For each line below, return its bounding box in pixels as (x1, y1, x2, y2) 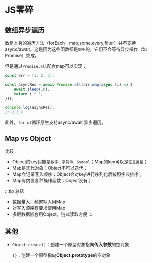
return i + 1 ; (14, 91, 43, 96)
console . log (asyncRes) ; (5, 105, 55, 110)
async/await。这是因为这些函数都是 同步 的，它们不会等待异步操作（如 (5, 46, 147, 52)
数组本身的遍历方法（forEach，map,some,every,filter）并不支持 (5, 40, 136, 46)
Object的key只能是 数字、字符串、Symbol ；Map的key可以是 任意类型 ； (12, 158, 148, 165)
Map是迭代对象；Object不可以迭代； (12, 165, 88, 171)
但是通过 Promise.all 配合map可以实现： (5, 63, 87, 69)
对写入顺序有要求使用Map (12, 205, 66, 211)
